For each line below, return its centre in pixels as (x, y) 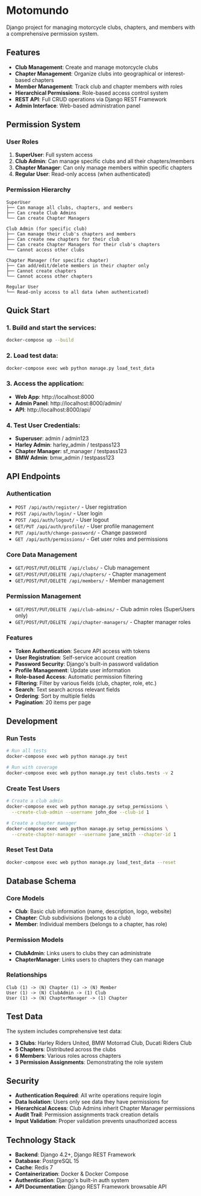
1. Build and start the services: (51, 328)
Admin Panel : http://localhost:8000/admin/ (68, 403)
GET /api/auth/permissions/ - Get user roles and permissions (91, 539)
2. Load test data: (32, 355)
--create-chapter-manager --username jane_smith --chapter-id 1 (94, 834)
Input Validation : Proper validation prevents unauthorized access (96, 1121)
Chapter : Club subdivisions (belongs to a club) (73, 918)
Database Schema (41, 881)
